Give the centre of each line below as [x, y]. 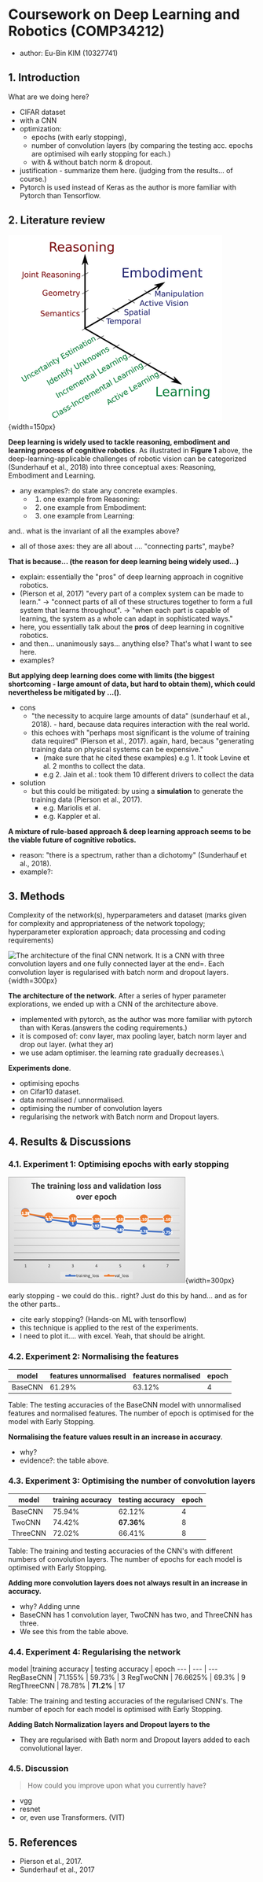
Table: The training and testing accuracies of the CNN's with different [121, 1551]
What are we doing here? [49, 97]
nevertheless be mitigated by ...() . [65, 692]
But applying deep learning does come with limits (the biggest [111, 675]
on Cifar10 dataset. [50, 1092]
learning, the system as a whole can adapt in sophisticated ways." [126, 618]
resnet [30, 1809]
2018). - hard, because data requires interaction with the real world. [141, 724]
